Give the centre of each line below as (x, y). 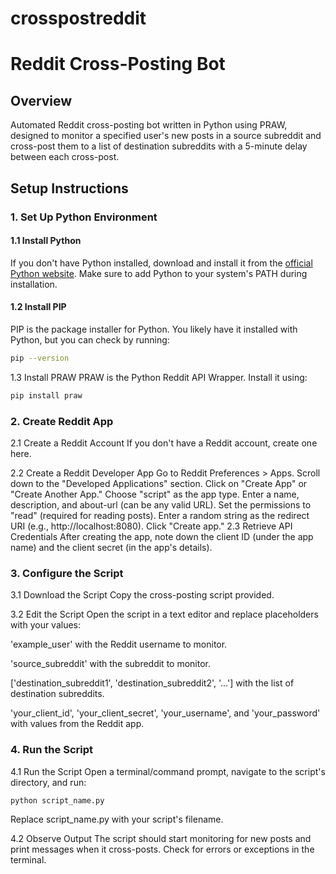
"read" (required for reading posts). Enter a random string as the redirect (160, 515)
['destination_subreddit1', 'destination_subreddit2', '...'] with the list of (152, 683)
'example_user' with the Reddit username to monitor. (119, 644)
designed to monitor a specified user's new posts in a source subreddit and (166, 136)
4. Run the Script (51, 750)
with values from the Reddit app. (77, 724)
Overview (41, 100)
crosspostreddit (78, 18)
